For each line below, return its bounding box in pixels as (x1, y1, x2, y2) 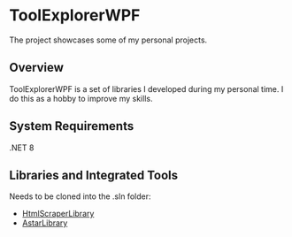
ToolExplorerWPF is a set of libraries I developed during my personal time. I (9, 83, 284, 94)
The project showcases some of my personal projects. (9, 34, 208, 45)
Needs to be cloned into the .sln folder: (9, 191, 151, 202)
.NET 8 (9, 142, 35, 153)
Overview (9, 60, 65, 75)
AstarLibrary (21, 218, 68, 228)
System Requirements (9, 119, 134, 134)
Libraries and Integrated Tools (9, 167, 179, 182)
